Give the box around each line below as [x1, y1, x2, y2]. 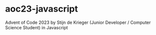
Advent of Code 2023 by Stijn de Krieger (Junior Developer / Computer [5, 19, 151, 25]
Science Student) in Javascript [5, 24, 68, 30]
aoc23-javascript [5, 3, 78, 15]
